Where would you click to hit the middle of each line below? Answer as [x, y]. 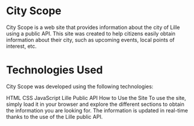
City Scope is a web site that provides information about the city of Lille [93, 27]
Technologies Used [55, 70]
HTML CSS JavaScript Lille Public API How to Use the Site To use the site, [96, 98]
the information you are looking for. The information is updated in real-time [97, 110]
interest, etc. [22, 46]
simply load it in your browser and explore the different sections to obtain [95, 104]
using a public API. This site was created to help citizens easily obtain [91, 33]
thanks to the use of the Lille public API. [54, 117]
